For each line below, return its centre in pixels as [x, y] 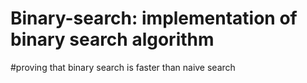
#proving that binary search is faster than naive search [123, 67]
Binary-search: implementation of [154, 18]
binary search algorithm [112, 39]
